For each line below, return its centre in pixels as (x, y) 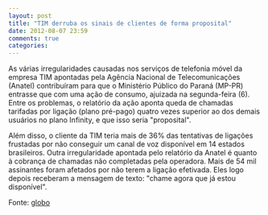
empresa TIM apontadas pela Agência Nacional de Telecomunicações (124, 77)
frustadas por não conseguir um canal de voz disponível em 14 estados (127, 144)
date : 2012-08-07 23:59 (48, 31)
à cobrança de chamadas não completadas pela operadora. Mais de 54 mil (132, 161)
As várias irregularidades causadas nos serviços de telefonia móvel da (126, 68)
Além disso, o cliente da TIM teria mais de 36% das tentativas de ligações (131, 136)
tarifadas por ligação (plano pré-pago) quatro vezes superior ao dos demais (134, 112)
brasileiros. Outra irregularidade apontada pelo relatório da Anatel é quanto (133, 153)
